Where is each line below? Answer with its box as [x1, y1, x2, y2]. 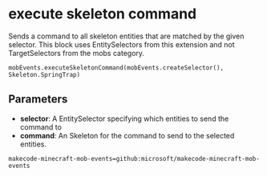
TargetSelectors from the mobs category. [8, 48, 145, 58]
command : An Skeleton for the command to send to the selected [19, 130, 235, 140]
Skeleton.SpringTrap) [8, 70, 81, 78]
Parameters [8, 93, 68, 106]
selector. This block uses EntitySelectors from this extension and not [8, 39, 235, 49]
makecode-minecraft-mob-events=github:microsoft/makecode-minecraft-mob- [8, 154, 261, 162]
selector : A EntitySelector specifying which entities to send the [19, 114, 229, 123]
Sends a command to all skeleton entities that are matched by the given [8, 31, 245, 41]
